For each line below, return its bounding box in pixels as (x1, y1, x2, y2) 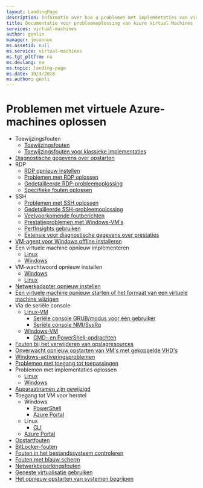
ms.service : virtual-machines (6, 48, 83, 54)
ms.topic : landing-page (6, 65, 66, 71)
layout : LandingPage (6, 8, 59, 15)
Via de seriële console (14, 302, 71, 309)
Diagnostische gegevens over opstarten (14, 155, 115, 162)
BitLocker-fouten (14, 443, 57, 451)
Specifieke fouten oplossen (24, 187, 92, 194)
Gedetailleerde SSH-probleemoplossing (24, 206, 123, 213)
